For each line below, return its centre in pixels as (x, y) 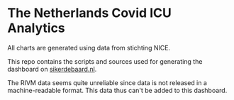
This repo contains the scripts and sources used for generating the (105, 61)
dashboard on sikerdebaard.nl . (52, 69)
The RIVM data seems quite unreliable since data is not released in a (107, 82)
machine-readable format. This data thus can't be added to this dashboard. (117, 90)
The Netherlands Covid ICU (90, 13)
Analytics (36, 28)
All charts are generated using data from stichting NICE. (89, 48)
